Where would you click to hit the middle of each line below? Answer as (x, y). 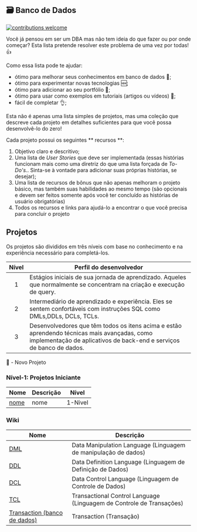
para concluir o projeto (42, 213)
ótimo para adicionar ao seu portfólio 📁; (62, 89)
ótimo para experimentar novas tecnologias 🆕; (72, 83)
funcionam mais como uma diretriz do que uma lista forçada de (91, 163)
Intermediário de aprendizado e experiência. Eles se (101, 301)
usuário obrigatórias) (40, 201)
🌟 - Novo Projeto (26, 362)
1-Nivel (77, 402)
